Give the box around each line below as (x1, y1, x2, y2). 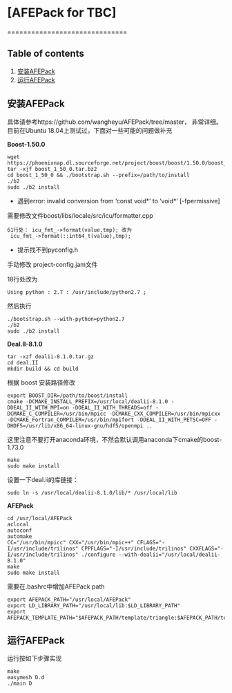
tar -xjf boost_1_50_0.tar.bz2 (7, 165, 97, 172)
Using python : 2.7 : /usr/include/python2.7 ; (7, 288, 147, 295)
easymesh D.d (7, 674, 45, 681)
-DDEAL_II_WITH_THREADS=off (72, 404, 153, 411)
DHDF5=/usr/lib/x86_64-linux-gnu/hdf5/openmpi (7, 422, 144, 429)
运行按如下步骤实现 (7, 654, 62, 663)
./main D (7, 680, 32, 687)
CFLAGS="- (137, 539, 166, 546)
